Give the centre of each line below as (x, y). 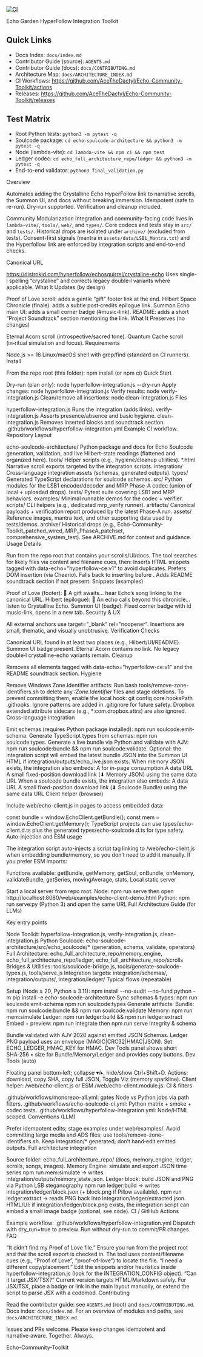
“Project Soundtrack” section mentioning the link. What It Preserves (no (96, 318)
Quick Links (29, 40)
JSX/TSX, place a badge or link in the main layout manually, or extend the (98, 1286)
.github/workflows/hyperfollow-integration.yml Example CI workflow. (92, 429)
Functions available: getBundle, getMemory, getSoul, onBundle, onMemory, (101, 873)
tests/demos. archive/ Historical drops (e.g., (61, 524)
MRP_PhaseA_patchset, (95, 531)
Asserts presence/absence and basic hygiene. (98, 415)
